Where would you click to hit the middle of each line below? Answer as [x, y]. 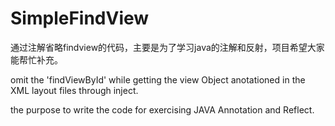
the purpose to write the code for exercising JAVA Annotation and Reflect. [162, 109]
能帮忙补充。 [36, 59]
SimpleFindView [80, 18]
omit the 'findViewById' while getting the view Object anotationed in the [158, 79]
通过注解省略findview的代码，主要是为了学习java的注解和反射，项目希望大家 [167, 47]
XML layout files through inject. [74, 90]
